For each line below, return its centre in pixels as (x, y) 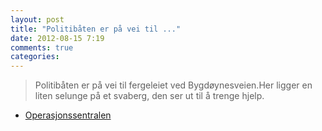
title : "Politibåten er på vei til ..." (96, 29)
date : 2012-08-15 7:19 (57, 38)
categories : (35, 57)
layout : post (37, 19)
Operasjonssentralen (68, 115)
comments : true (42, 47)
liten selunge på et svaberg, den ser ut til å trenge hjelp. (149, 96)
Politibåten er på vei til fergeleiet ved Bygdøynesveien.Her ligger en (173, 85)
